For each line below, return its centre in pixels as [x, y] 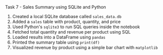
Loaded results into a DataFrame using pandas [59, 37]
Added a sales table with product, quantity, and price [66, 22]
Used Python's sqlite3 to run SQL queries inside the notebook [76, 27]
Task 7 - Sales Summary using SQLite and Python [56, 7]
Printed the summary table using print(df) [56, 42]
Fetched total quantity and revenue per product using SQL [71, 32]
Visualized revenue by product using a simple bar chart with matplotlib [85, 47]
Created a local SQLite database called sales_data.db [67, 16]
